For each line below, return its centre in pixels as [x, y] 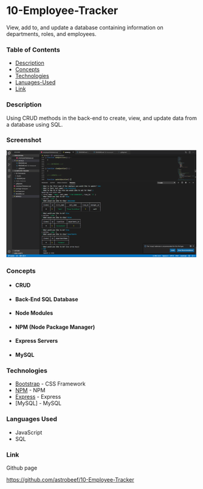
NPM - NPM [30, 390]
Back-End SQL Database [46, 299]
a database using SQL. [35, 124]
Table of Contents [33, 49]
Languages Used [32, 419]
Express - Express [38, 397]
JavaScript [29, 432]
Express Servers [36, 341]
